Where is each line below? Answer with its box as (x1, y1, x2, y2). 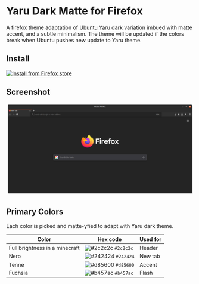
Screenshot (6, 87, 51, 97)
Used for (139, 236, 162, 243)
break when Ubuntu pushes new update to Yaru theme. (6, 36, 142, 44)
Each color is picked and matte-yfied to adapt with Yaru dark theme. (6, 223, 174, 230)
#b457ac (114, 270, 134, 276)
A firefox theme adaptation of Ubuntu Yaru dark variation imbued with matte (6, 24, 192, 31)
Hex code (97, 236, 122, 243)
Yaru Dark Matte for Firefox (6, 4, 143, 18)
